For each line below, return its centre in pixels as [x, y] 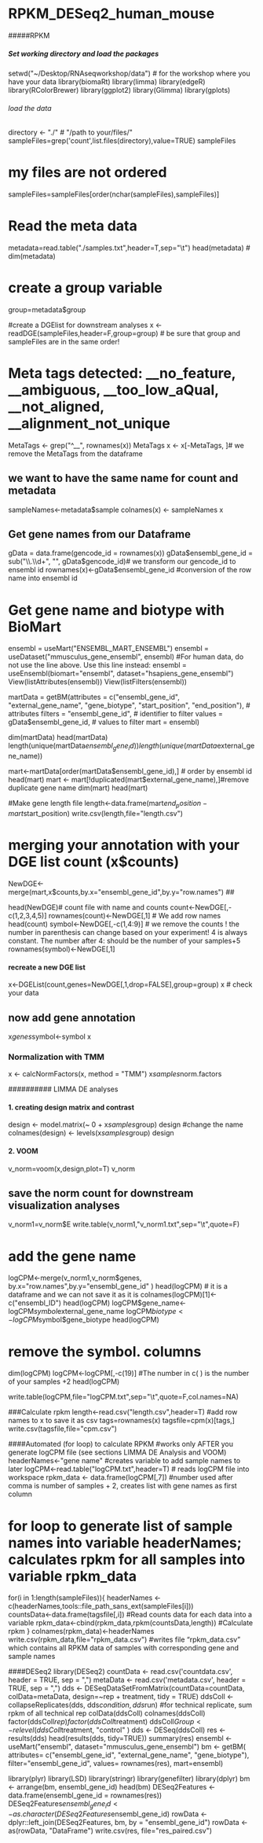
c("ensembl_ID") [35, 1303]
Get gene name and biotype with [117, 610]
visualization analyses [64, 1206]
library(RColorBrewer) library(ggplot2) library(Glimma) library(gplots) [119, 90]
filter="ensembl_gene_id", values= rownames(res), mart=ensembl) [116, 1764]
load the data [30, 108]
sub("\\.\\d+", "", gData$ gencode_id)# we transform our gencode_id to [122, 561]
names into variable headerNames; [125, 1543]
